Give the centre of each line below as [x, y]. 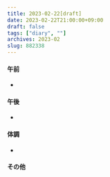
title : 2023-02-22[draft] [44, 14]
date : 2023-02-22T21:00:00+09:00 [55, 20]
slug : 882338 [26, 46]
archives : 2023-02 [34, 40]
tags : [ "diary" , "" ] [37, 33]
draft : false [26, 26]
